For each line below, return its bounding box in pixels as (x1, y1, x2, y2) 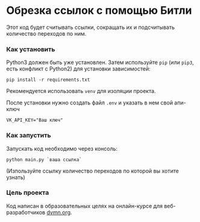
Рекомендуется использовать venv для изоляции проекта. (6, 87, 156, 95)
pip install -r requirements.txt (6, 77, 90, 83)
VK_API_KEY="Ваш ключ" (6, 117, 63, 124)
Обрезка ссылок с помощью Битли (6, 4, 192, 17)
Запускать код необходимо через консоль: (6, 145, 118, 152)
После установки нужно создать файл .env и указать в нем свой (6, 99, 173, 106)
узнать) (6, 173, 25, 181)
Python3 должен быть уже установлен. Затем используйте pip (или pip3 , (6, 59, 194, 66)
